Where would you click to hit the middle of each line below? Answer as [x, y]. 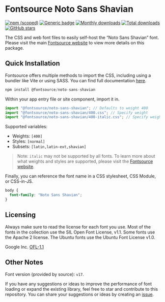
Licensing [20, 215]
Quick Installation [33, 63]
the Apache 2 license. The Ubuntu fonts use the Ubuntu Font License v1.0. [80, 237]
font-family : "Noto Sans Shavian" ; [46, 195]
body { [12, 191]
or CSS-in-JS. [19, 181]
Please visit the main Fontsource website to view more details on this [75, 42]
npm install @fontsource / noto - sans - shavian [50, 90]
